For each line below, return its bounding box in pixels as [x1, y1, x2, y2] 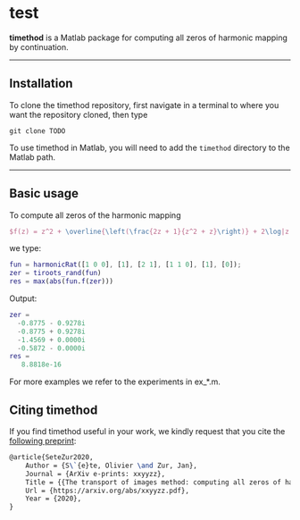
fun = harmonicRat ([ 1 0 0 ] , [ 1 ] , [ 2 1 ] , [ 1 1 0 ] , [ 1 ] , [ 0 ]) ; [9, 260, 242, 270]
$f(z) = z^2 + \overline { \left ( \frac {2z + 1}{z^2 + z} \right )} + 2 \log [9, 227, 281, 236]
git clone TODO [9, 126, 66, 136]
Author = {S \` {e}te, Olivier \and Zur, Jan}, [25, 461, 198, 470]
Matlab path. [9, 151, 56, 163]
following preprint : [9, 436, 77, 446]
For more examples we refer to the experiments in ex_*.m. [9, 376, 221, 387]
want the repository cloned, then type [9, 109, 148, 120]
